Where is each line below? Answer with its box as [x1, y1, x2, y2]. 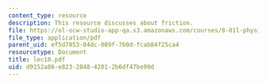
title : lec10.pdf [8, 56, 66, 64]
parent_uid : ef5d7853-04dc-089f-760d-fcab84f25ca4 [8, 41, 180, 49]
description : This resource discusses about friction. [8, 19, 194, 27]
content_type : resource [8, 11, 87, 20]
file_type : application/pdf [8, 33, 102, 42]
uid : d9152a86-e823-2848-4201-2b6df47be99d [8, 63, 155, 71]
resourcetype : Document [8, 48, 87, 56]
